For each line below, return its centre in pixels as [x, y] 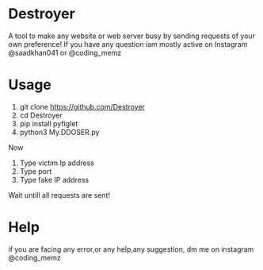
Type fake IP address [54, 179]
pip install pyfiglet [49, 123]
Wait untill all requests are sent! [59, 195]
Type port [36, 171]
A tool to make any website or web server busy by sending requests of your [132, 36]
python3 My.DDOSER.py [59, 132]
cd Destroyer [41, 115]
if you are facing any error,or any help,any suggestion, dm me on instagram [131, 249]
